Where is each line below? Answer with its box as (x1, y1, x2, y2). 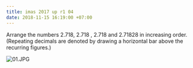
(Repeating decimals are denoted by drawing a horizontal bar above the (6, 37, 183, 45)
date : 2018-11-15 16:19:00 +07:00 (6, 14, 93, 20)
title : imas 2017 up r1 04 (6, 8, 74, 15)
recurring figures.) (6, 43, 52, 51)
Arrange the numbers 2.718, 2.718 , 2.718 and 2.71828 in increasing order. (6, 31, 188, 38)
